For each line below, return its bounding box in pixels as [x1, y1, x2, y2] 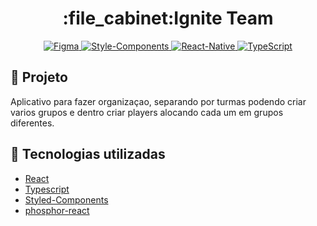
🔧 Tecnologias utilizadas [10, 146, 166, 163]
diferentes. [10, 117, 55, 129]
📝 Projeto [10, 69, 68, 86]
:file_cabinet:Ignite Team [62, 7, 274, 30]
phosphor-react [24, 204, 90, 216]
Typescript [24, 183, 70, 195]
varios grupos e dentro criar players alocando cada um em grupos [10, 106, 284, 118]
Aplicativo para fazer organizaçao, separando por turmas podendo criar [10, 95, 307, 107]
